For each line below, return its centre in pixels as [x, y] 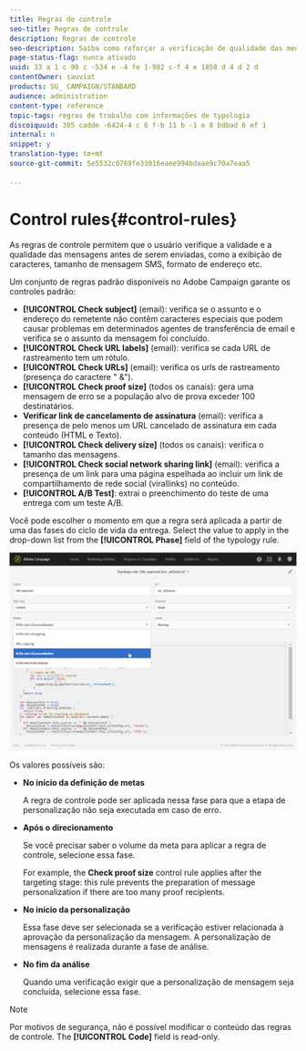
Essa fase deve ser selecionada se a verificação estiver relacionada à [153, 927]
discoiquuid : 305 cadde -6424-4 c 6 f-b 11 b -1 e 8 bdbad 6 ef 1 [138, 125]
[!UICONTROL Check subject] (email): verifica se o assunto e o [142, 309]
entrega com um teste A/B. [73, 502]
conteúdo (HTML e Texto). [72, 435]
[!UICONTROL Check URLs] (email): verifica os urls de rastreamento [151, 367]
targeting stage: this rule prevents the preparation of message [139, 882]
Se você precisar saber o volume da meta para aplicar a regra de [144, 845]
